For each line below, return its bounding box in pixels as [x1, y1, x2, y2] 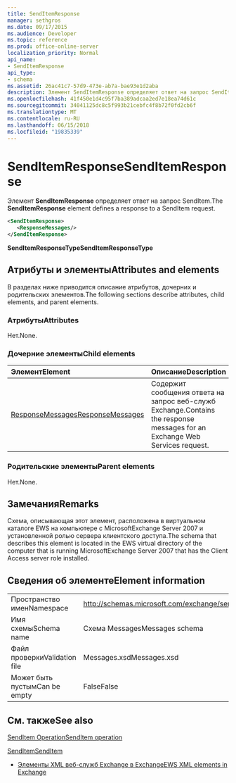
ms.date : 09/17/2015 [7, 23, 68, 30]
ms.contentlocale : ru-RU [7, 115, 80, 122]
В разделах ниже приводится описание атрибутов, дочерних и [7, 282, 197, 291]
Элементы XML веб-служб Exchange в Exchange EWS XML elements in [17, 760, 228, 769]
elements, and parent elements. [7, 297, 99, 306]
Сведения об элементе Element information [7, 575, 206, 587]
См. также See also [7, 714, 93, 726]
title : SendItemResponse [7, 10, 80, 18]
